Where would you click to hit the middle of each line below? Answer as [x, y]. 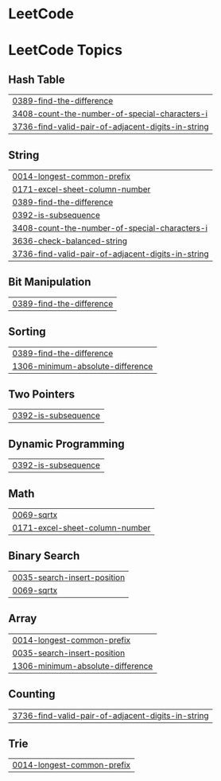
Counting [32, 694]
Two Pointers [42, 394]
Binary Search [44, 556]
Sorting [27, 332]
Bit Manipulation [50, 282]
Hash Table [37, 79]
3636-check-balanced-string [70, 241]
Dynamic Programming [66, 443]
